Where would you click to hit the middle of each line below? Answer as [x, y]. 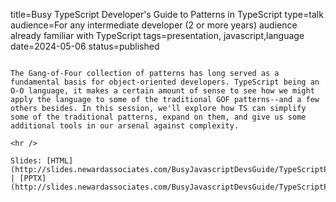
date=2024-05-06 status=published [85, 46]
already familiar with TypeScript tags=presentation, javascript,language [157, 35]
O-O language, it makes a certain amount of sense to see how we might [162, 91]
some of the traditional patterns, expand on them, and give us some [158, 117]
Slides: [26, 161]
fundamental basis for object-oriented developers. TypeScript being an [165, 82]
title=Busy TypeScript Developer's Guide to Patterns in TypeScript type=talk [167, 14]
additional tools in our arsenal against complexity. [125, 126]
